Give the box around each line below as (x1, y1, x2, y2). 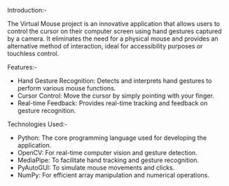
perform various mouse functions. (17, 84, 116, 92)
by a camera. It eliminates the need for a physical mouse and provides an (7, 34, 218, 43)
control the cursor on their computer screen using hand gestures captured (7, 27, 222, 35)
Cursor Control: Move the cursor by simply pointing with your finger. (17, 91, 215, 100)
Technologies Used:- (7, 120, 68, 128)
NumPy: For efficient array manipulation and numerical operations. (17, 171, 210, 179)
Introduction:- (7, 6, 48, 14)
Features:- (7, 63, 37, 71)
